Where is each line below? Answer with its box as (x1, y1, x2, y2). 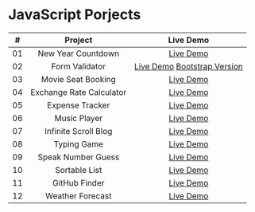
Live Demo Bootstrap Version (133, 61, 244, 72)
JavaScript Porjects (8, 6, 141, 24)
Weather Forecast (44, 190, 112, 201)
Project (64, 34, 93, 45)
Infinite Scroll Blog (44, 125, 113, 136)
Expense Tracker (47, 100, 110, 111)
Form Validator (51, 61, 106, 72)
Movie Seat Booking (41, 73, 117, 84)
